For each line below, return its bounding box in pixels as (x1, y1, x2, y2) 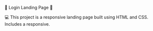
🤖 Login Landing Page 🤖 (4, 5, 53, 10)
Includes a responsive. (4, 21, 50, 27)
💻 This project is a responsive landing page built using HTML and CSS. (4, 15, 149, 20)
